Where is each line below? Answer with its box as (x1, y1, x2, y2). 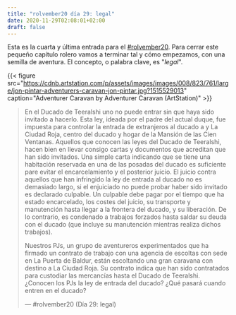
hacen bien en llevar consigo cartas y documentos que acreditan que (24, 145, 226, 154)
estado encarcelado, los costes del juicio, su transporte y (24, 198, 192, 206)
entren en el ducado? (24, 287, 87, 295)
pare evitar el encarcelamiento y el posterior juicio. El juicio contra (24, 167, 216, 177)
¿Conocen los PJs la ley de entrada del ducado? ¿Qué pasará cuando (24, 279, 226, 287)
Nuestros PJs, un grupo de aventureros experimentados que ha (24, 242, 209, 250)
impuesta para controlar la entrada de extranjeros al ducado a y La (24, 123, 218, 131)
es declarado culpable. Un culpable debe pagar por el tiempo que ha (24, 190, 225, 198)
